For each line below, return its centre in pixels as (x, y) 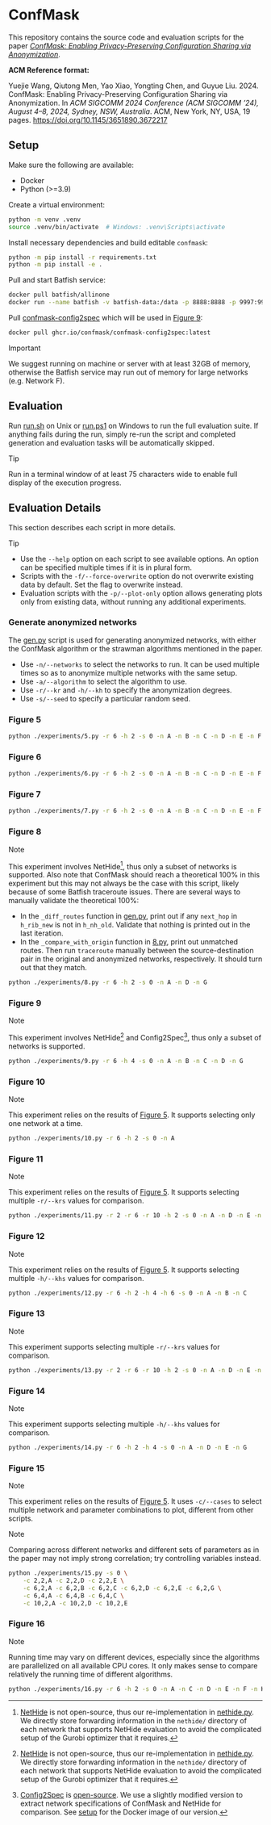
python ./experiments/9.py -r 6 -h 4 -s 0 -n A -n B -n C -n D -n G (126, 1061)
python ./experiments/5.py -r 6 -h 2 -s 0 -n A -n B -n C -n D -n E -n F (135, 736)
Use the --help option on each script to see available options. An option (140, 559)
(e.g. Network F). (37, 380)
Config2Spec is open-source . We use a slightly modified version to (131, 1794)
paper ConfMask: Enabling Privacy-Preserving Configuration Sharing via (130, 45)
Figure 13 (27, 1313)
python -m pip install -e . (56, 265)
